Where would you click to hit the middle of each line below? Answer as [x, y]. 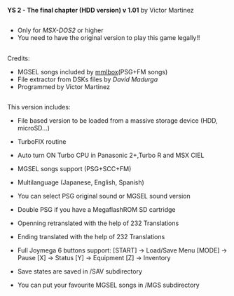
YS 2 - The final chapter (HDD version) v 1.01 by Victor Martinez [101, 10]
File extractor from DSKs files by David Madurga [88, 79]
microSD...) [34, 128]
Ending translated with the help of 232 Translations [91, 237]
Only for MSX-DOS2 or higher [60, 30]
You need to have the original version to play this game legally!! [109, 38]
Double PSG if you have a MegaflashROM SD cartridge [96, 210]
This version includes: [39, 107]
